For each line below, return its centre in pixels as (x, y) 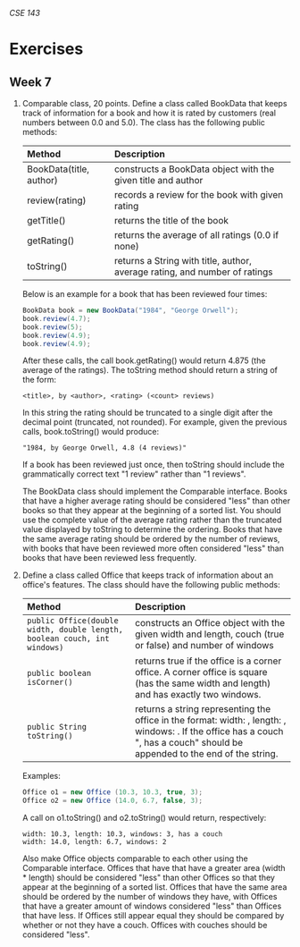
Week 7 (30, 82)
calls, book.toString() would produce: (91, 432)
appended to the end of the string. (207, 754)
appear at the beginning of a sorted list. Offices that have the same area (154, 887)
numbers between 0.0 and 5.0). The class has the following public (144, 123)
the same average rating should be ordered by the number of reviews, (151, 539)
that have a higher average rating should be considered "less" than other (156, 501)
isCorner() (50, 682)
